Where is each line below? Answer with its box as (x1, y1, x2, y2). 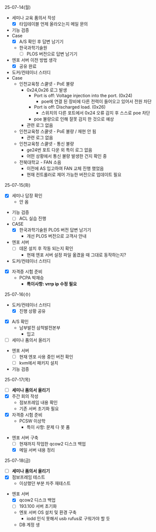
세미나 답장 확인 (11, 193, 42, 199)
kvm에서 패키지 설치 (19, 360, 59, 366)
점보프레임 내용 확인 (19, 400, 58, 405)
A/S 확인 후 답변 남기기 (19, 39, 64, 44)
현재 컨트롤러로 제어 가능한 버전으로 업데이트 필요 (26, 172, 122, 178)
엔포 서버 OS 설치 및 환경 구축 (19, 509, 77, 515)
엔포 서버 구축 (11, 435, 39, 441)
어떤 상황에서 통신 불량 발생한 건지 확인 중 (26, 153, 107, 159)
